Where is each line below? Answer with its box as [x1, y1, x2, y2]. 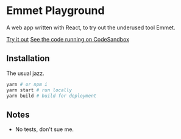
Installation [6, 53, 50, 64]
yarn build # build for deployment [6, 93, 97, 99]
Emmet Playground [6, 4, 105, 18]
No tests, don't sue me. [15, 126, 74, 133]
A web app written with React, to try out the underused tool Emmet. [6, 24, 176, 31]
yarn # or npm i [6, 81, 48, 87]
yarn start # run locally [6, 87, 72, 93]
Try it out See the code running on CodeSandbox [6, 35, 130, 43]
